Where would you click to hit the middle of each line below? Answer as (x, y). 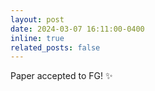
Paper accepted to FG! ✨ (61, 76)
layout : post (37, 19)
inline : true (37, 38)
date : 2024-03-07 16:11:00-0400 (77, 29)
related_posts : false (55, 47)
